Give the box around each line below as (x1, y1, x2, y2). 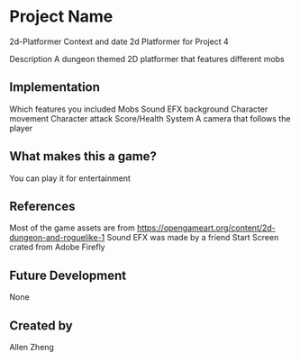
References (9, 198, 76, 213)
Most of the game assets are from (9, 222, 135, 233)
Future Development (9, 267, 127, 283)
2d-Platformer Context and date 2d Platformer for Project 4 (9, 36, 230, 47)
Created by (9, 318, 74, 333)
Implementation (9, 79, 101, 95)
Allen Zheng (9, 342, 54, 352)
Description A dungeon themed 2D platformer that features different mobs (9, 53, 286, 64)
